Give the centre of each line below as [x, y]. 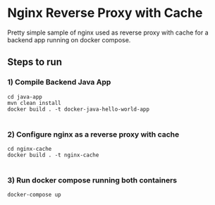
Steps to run [35, 62]
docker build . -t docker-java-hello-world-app [79, 109]
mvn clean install [34, 103]
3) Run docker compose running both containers [92, 180]
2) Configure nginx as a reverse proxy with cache [93, 134]
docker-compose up [34, 195]
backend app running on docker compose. [69, 39]
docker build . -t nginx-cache [53, 155]
